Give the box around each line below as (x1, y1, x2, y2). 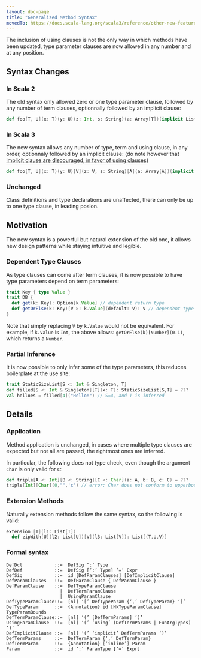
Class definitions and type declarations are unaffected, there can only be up (6, 196, 194, 204)
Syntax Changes (6, 67, 70, 77)
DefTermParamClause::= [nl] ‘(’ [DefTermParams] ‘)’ (6, 614, 144, 620)
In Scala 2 (6, 85, 35, 93)
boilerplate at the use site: (6, 370, 71, 377)
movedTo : (6, 20, 28, 26)
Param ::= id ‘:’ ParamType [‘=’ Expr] (6, 646, 141, 652)
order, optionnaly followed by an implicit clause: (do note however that (6, 151, 179, 158)
